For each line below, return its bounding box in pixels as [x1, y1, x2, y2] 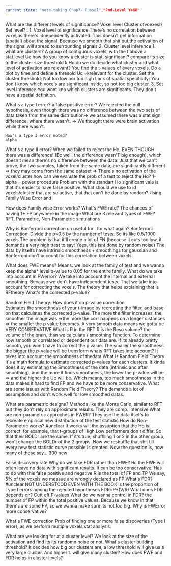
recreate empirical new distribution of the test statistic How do [5, 417, 136, 423]
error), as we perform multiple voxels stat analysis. [5, 523, 111, 529]
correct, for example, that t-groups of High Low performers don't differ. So [5, 428, 162, 434]
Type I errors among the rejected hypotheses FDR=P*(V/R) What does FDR [5, 486, 163, 492]
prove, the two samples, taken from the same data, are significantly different [5, 162, 165, 168]
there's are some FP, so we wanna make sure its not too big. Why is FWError [5, 502, 166, 509]
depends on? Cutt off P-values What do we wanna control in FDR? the [5, 492, 152, 498]
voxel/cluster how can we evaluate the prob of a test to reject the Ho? [5, 173, 151, 180]
